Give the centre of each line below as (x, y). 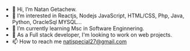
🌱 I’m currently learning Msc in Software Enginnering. (78, 28)
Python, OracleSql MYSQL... (47, 22)
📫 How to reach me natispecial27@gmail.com (69, 41)
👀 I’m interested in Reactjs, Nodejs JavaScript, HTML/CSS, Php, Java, (98, 16)
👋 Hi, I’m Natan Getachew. (44, 9)
